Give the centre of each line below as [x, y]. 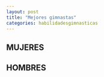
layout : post [23, 12]
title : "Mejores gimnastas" [41, 17]
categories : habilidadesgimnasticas [52, 23]
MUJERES [25, 47]
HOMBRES [26, 68]
